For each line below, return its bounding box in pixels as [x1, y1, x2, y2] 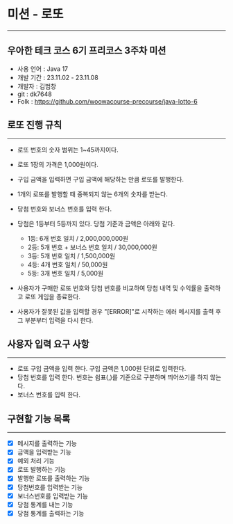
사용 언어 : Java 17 [17, 64, 69, 73]
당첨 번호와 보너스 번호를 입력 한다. [17, 205, 112, 213]
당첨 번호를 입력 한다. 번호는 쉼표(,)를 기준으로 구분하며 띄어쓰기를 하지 [17, 373, 209, 381]
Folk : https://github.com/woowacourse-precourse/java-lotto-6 [17, 97, 198, 105]
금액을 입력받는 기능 [17, 448, 71, 456]
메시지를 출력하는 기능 [17, 439, 78, 447]
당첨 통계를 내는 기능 [17, 500, 74, 509]
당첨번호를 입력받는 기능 [17, 483, 83, 491]
